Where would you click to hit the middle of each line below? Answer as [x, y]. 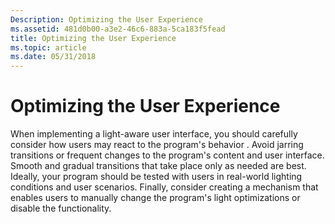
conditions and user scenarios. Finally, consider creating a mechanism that [164, 187]
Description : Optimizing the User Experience [106, 19]
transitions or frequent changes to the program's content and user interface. [167, 155]
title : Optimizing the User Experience [93, 38]
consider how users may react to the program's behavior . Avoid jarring [157, 145]
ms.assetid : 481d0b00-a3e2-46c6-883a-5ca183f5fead [118, 29]
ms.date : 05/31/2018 [53, 57]
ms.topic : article [48, 47]
